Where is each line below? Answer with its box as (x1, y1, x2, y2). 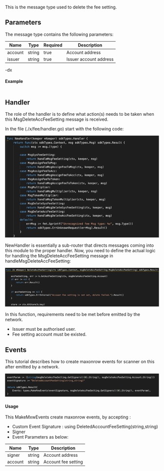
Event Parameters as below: (12, 434, 69, 440)
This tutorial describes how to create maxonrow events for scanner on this (5, 359, 155, 365)
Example (5, 78, 23, 84)
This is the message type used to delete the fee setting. (5, 4, 117, 10)
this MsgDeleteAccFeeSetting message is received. (5, 116, 108, 122)
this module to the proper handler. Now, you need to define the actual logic (5, 248, 156, 254)
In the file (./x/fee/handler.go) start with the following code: (5, 126, 124, 132)
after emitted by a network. (5, 364, 60, 370)
